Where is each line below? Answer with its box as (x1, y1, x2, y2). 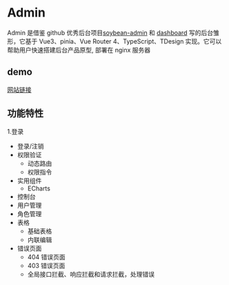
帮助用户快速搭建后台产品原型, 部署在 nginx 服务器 (7, 46, 151, 54)
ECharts (27, 184, 50, 193)
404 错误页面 (27, 253, 66, 261)
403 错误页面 (27, 261, 66, 270)
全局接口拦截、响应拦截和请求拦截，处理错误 (27, 270, 155, 278)
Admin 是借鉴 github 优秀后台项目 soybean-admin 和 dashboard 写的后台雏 (7, 28, 219, 37)
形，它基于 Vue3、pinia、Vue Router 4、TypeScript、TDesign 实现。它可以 (7, 37, 222, 46)
